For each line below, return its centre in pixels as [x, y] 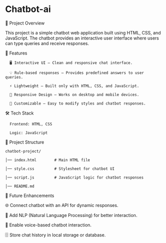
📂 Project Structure [25, 142]
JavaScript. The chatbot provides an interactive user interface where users [82, 38]
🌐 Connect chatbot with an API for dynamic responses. [62, 205]
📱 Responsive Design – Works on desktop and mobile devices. [75, 94]
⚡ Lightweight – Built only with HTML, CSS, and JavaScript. [75, 86]
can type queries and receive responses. [47, 43]
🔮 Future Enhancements [30, 195]
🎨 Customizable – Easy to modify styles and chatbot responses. [78, 103]
